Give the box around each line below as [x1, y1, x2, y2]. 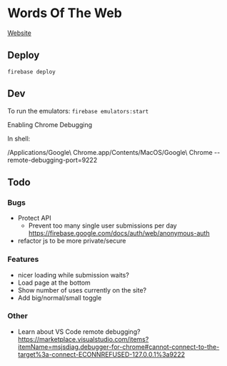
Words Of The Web [7, 5, 123, 21]
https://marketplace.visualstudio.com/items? [17, 335, 149, 343]
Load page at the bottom [17, 278, 91, 287]
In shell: [7, 134, 31, 143]
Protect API [17, 214, 51, 223]
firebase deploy [7, 68, 56, 76]
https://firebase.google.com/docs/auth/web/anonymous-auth [28, 229, 210, 238]
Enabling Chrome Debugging [7, 120, 93, 129]
